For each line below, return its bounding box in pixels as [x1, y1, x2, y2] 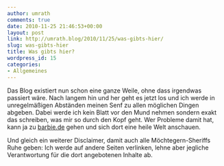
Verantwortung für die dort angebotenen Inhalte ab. [7, 150, 153, 158]
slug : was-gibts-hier [7, 42, 69, 49]
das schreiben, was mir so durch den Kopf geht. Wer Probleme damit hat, [7, 115, 214, 123]
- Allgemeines [7, 67, 48, 74]
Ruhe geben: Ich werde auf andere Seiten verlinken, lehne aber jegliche [7, 143, 209, 152]
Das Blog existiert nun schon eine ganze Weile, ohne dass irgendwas [7, 86, 202, 95]
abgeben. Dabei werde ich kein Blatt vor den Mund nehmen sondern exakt [7, 108, 217, 117]
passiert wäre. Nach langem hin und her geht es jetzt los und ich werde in [7, 93, 216, 102]
